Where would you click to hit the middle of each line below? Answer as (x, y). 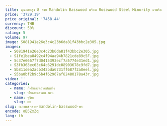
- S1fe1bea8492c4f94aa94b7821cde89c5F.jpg (54, 56)
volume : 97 (16, 38)
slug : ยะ (23, 102)
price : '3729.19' (23, 14)
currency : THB (20, 24)
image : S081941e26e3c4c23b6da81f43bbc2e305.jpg (55, 42)
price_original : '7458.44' (33, 19)
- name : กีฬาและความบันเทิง (32, 88)
